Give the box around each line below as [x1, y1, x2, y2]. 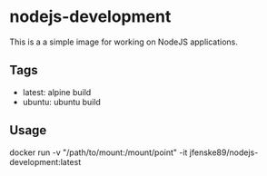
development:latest [9, 156, 82, 167]
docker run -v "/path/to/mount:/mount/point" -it [9, 147, 188, 158]
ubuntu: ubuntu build [22, 96, 102, 107]
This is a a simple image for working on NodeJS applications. [9, 36, 239, 47]
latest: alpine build [22, 86, 92, 97]
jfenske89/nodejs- [189, 147, 259, 158]
